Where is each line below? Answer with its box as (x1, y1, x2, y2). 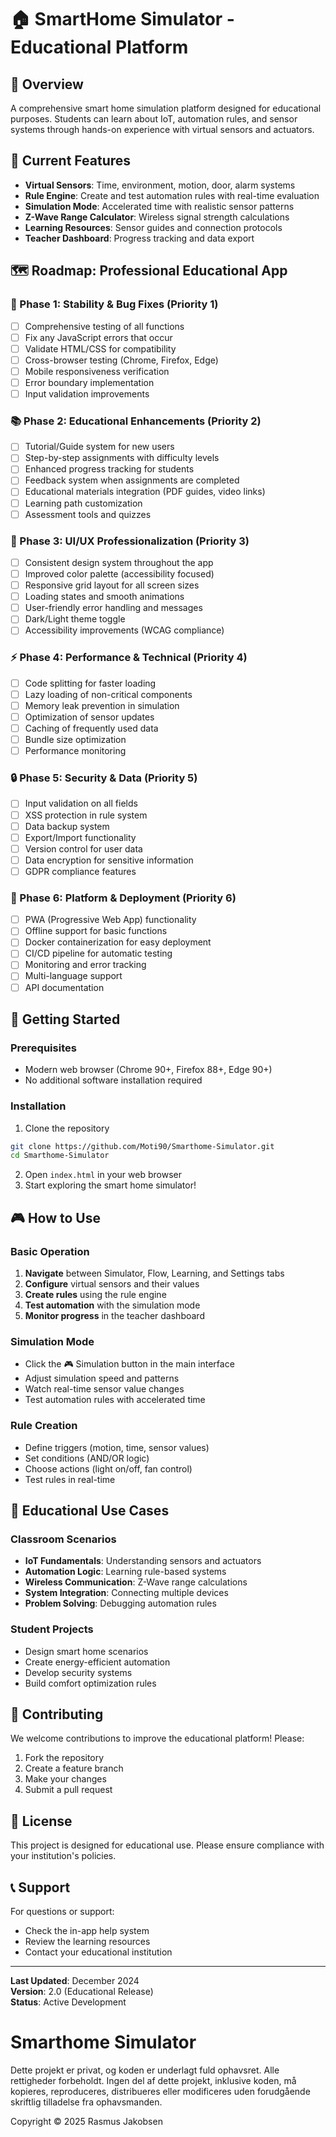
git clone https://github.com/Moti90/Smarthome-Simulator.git (10, 1141, 275, 1151)
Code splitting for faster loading (24, 677, 157, 689)
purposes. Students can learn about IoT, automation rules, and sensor (10, 113, 298, 125)
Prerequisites (10, 1041, 77, 1055)
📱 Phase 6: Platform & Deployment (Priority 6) (10, 891, 237, 905)
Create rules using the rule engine (24, 1289, 167, 1301)
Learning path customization (24, 497, 143, 509)
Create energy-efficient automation (24, 1656, 171, 1668)
